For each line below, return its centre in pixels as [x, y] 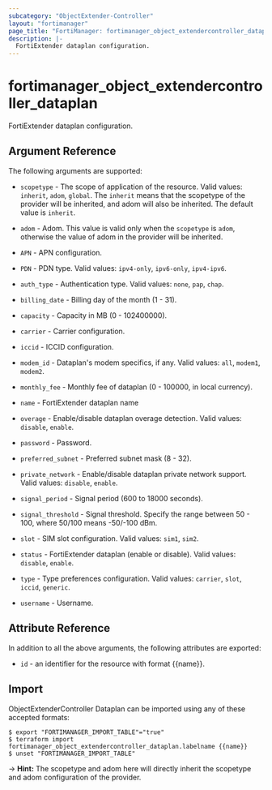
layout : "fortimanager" [49, 24]
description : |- [36, 39]
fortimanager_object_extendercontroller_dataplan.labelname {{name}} [128, 746]
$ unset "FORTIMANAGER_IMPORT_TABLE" [72, 754]
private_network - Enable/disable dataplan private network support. [133, 474]
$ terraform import [41, 739]
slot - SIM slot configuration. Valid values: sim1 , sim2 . [109, 538]
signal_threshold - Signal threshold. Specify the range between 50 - [135, 514]
